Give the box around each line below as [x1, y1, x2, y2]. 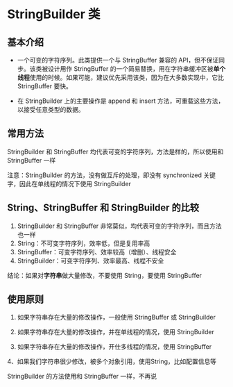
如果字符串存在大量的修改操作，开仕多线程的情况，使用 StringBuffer [17, 343, 212, 351]
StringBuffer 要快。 [17, 82, 73, 90]
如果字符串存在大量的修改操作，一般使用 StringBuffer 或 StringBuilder [17, 313, 216, 322]
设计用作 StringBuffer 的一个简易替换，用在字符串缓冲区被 [47, 65, 214, 73]
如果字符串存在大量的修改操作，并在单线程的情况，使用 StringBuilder [17, 328, 215, 336]
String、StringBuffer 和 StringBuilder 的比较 [7, 202, 200, 214]
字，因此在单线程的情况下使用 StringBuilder [7, 179, 132, 188]
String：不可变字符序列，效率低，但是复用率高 [17, 239, 150, 247]
